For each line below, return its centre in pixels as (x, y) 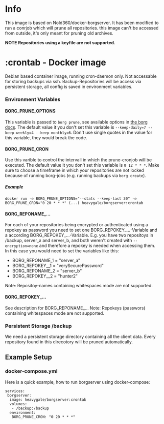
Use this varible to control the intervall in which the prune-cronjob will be (79, 160)
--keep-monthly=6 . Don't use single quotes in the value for (94, 132)
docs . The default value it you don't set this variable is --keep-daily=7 (76, 127)
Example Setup (29, 357)
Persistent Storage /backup (38, 326)
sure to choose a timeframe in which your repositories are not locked (75, 170)
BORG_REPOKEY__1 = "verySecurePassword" (58, 266)
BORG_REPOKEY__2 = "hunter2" (45, 276)
